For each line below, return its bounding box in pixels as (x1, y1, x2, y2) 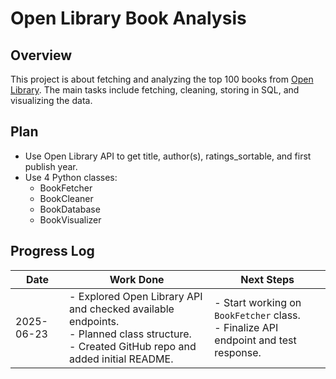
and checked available (69, 302, 175, 316)
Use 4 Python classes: (24, 171, 118, 183)
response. (214, 345, 262, 359)
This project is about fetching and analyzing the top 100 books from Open (10, 73, 314, 85)
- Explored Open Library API (69, 289, 203, 303)
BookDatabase (39, 203, 101, 215)
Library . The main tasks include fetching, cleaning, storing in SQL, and (10, 84, 300, 96)
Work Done (109, 272, 165, 286)
